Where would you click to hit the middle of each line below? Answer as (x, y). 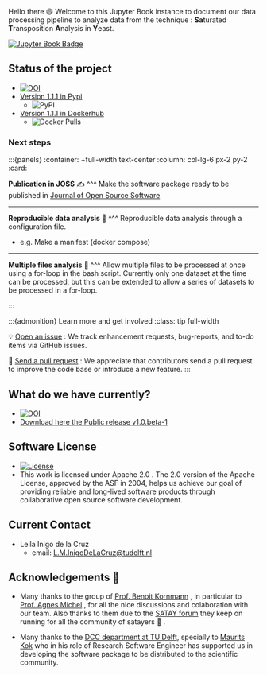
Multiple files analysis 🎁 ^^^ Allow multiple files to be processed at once (127, 265)
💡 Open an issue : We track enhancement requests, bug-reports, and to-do (131, 336)
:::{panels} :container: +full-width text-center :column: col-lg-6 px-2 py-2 (128, 160)
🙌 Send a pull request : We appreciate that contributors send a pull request (130, 361)
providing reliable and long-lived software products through (118, 491)
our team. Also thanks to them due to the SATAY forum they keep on (131, 613)
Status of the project (60, 69)
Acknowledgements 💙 (64, 577)
